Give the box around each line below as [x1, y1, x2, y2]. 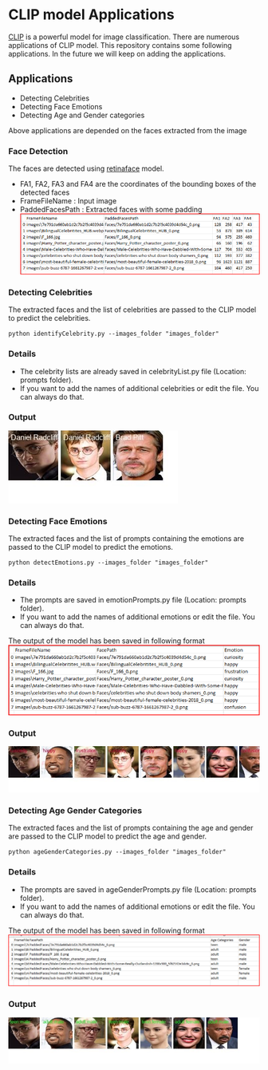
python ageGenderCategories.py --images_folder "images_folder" [8, 848, 227, 856]
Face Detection [8, 145, 69, 156]
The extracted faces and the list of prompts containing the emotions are [8, 534, 245, 543]
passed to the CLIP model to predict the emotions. [8, 543, 174, 552]
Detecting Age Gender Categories [8, 804, 142, 815]
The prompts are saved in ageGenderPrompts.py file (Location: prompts [19, 884, 257, 894]
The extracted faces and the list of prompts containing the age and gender [8, 823, 254, 833]
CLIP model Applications [8, 6, 175, 24]
